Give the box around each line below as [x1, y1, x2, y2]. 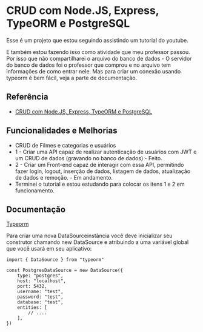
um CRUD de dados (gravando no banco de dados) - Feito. [15, 154, 162, 161]
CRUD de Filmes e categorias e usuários [15, 141, 116, 149]
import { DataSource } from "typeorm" [6, 257, 104, 263]
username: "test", [17, 289, 64, 295]
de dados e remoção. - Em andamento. [15, 174, 113, 181]
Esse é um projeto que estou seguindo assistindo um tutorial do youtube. [6, 36, 189, 44]
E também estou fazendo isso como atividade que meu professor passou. [6, 48, 191, 55]
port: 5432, [17, 283, 47, 290]
